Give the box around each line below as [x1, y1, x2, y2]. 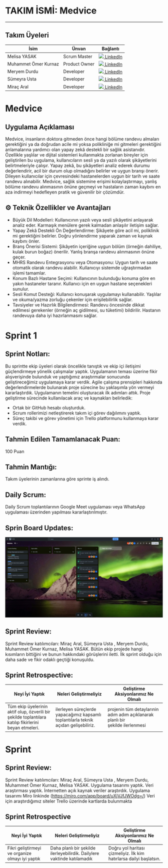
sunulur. [12, 285, 29, 292]
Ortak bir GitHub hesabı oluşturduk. [12, 404, 86, 410]
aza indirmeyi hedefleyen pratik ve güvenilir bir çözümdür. [5, 189, 125, 195]
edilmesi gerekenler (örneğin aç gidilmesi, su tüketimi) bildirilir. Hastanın [12, 307, 161, 313]
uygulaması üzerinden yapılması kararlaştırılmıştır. [5, 509, 108, 515]
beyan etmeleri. [7, 725, 39, 731]
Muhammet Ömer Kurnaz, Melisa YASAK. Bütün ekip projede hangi [5, 645, 142, 652]
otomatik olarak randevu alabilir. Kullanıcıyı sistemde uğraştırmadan [12, 264, 151, 270]
